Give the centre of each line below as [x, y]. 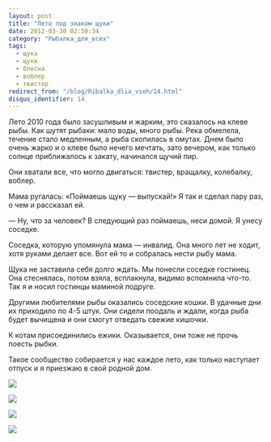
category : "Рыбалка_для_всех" [59, 39]
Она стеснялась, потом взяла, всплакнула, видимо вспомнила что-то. [130, 278]
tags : [17, 46]
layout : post [30, 16]
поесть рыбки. [34, 344]
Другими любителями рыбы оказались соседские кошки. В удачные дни [135, 303]
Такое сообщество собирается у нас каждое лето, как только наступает [134, 360]
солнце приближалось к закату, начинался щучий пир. [104, 157]
